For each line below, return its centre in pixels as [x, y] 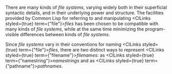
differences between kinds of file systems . [65, 34]
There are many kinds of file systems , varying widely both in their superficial [86, 7]
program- [155, 29]
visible [12, 34]
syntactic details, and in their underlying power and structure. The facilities [84, 13]
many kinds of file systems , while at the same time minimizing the [75, 29]
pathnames [50, 66]
